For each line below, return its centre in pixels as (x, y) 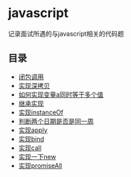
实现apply (33, 130)
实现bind (31, 139)
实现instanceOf (41, 112)
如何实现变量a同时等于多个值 (61, 95)
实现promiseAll (40, 166)
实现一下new (37, 156)
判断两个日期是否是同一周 (56, 121)
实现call (30, 148)
